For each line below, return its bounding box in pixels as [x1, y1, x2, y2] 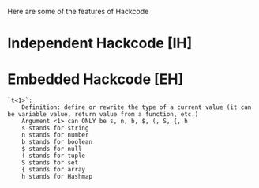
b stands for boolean [21, 138, 92, 146]
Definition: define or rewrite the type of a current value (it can [21, 103, 252, 111]
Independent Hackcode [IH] [7, 35, 193, 52]
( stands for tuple [21, 152, 86, 160]
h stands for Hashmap [21, 173, 92, 181]
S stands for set [21, 159, 79, 167]
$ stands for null [21, 145, 82, 153]
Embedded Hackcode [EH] [7, 70, 184, 88]
